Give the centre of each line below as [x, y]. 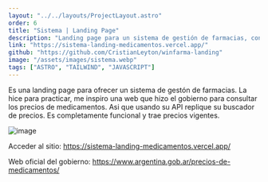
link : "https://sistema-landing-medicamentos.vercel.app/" [108, 45]
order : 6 [23, 23]
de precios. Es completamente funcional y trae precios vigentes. [114, 115]
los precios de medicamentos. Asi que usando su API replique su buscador [132, 106]
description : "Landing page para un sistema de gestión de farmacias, [128, 38]
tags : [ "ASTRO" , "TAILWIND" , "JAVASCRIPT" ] [82, 68]
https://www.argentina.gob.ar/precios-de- [162, 161]
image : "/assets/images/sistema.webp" [73, 60]
